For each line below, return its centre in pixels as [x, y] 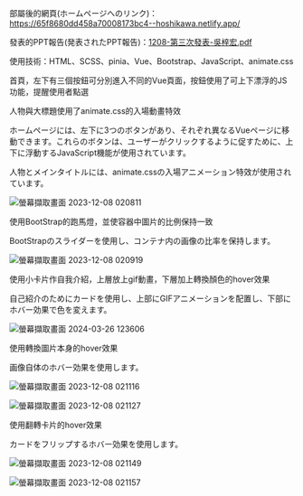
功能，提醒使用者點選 [49, 92]
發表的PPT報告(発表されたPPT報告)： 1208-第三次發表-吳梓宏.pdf [131, 42]
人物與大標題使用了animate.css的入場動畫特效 [95, 111]
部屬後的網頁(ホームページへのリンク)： [84, 13]
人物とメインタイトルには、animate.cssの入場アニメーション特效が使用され [151, 172]
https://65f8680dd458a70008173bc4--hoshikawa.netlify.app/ [125, 23]
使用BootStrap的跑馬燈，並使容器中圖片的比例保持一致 [111, 221]
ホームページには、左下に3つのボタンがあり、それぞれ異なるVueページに [146, 130]
